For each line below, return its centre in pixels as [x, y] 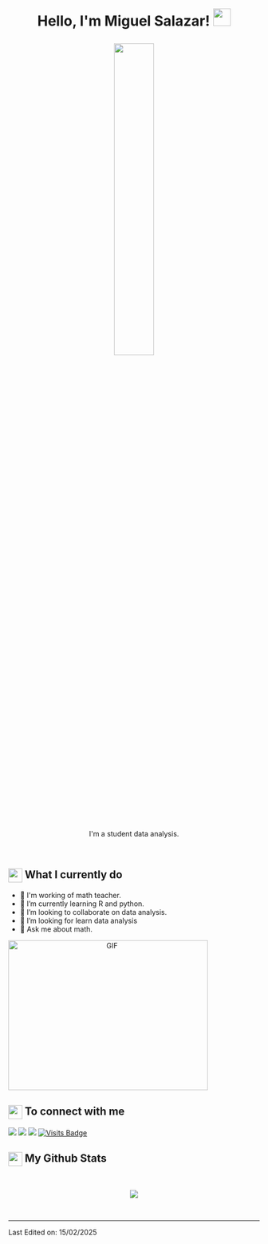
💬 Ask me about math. [56, 929]
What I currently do [73, 874]
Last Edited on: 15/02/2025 [53, 1232]
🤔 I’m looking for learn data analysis [79, 921]
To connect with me [75, 1111]
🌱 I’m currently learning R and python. [82, 904]
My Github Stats [65, 1158]
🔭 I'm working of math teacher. [70, 896]
